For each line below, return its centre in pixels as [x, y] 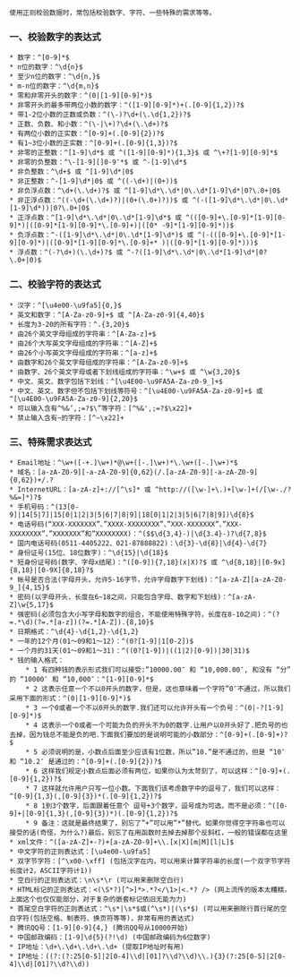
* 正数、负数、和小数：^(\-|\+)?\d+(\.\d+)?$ [89, 124]
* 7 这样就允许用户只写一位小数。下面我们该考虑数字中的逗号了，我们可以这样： [154, 788]
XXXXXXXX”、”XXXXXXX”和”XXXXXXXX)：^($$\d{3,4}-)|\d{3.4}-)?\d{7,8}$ [138, 534]
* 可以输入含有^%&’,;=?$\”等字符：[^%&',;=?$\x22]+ [101, 408]
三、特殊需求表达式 [51, 441]
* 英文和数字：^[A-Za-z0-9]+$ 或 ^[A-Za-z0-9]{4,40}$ [107, 315]
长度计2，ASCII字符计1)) [51, 870]
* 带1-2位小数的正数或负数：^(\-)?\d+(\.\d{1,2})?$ [100, 115]
